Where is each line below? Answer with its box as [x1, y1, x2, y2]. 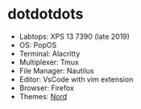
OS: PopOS [19, 40, 57, 49]
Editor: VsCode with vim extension [19, 74, 134, 84]
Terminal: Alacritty [19, 48, 81, 58]
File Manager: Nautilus [19, 65, 94, 75]
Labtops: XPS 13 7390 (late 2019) [19, 31, 131, 41]
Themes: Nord [19, 91, 68, 101]
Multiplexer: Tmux [19, 57, 80, 67]
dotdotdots [7, 5, 84, 23]
